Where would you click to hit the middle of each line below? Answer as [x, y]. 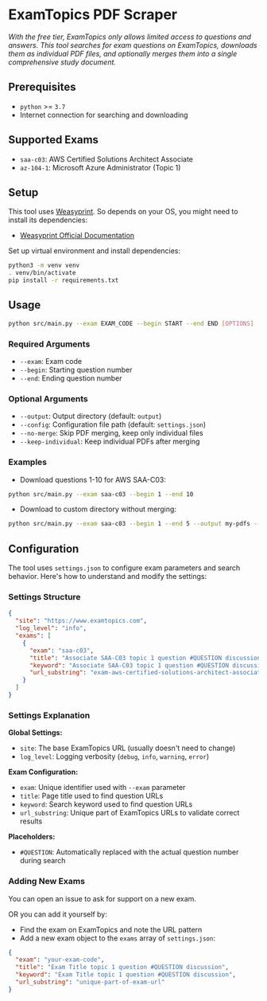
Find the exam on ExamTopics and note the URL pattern [111, 929]
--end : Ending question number [71, 378]
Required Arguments [49, 344]
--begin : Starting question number [76, 370]
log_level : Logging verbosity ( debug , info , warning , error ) [114, 757]
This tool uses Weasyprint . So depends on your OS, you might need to [123, 212]
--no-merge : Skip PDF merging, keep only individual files [112, 433]
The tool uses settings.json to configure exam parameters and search [124, 568]
